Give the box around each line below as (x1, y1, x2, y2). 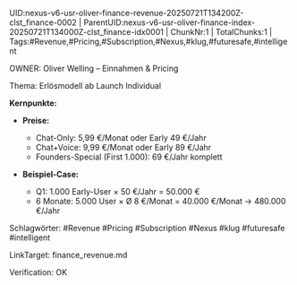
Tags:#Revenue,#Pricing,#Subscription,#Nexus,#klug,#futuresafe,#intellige (9, 36, 288, 47)
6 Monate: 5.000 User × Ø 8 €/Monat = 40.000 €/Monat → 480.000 (35, 196, 286, 206)
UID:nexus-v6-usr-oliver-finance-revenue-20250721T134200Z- (9, 8, 244, 18)
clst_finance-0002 (9, 17, 78, 28)
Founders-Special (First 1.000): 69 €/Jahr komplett (35, 151, 223, 162)
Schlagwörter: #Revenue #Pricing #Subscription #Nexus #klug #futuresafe (9, 223, 285, 233)
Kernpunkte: (9, 98, 57, 108)
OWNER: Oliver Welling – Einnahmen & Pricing (9, 63, 179, 73)
